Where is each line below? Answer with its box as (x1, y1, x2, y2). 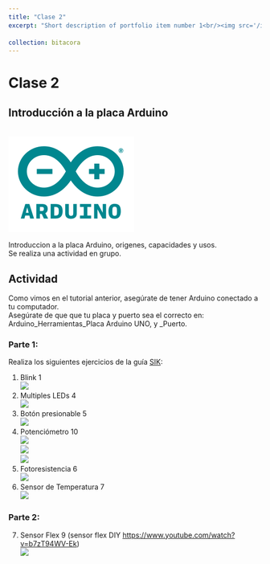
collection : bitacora (8, 39, 81, 47)
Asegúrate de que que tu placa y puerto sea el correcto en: (8, 310, 205, 321)
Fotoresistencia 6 (19, 464, 78, 474)
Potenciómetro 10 (19, 427, 79, 437)
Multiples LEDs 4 (19, 390, 76, 401)
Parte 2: (8, 512, 40, 523)
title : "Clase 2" (8, 13, 67, 21)
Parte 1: (8, 338, 39, 349)
